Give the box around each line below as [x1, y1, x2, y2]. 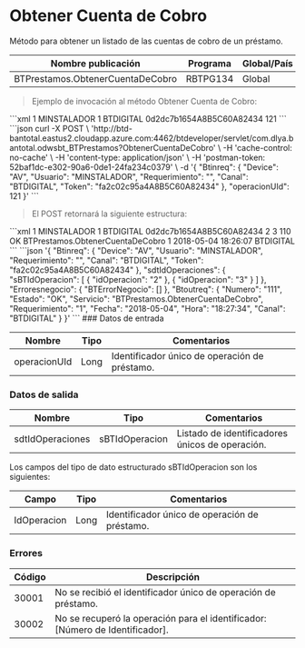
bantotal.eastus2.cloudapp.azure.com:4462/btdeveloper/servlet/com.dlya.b [9, 133, 294, 144]
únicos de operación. [176, 438, 267, 451]
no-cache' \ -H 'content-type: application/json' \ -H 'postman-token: [9, 152, 266, 163]
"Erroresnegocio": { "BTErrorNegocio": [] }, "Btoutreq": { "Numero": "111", [9, 284, 283, 294]
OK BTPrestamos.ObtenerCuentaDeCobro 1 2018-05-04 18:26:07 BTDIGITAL [9, 235, 296, 246]
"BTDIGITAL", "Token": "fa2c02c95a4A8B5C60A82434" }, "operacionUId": [9, 181, 290, 192]
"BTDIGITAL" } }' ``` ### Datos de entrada [9, 313, 165, 324]
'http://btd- [90, 123, 133, 134]
